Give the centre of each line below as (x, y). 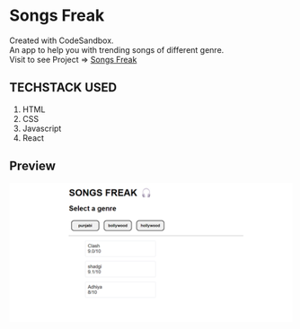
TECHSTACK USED (63, 87)
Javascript (42, 128)
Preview (33, 166)
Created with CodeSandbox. (62, 40)
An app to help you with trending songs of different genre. (117, 49)
